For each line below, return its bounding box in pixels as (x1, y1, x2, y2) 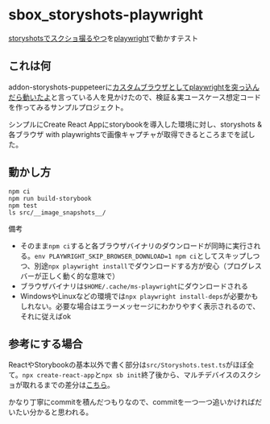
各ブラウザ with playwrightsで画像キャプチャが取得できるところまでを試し (8, 129, 255, 139)
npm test (8, 202, 38, 210)
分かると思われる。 (29, 407, 93, 417)
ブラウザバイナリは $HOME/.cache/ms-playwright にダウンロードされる (19, 281, 248, 291)
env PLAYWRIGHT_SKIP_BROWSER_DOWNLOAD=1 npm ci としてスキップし (34, 251, 253, 260)
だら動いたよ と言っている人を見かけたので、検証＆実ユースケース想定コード (8, 92, 262, 102)
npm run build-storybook (8, 194, 92, 202)
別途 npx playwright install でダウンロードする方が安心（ (34, 260, 227, 271)
